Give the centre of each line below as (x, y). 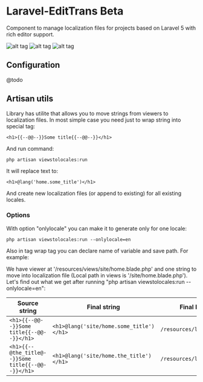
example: (18, 257)
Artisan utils (30, 99)
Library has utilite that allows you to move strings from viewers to (87, 113)
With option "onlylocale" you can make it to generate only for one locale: (97, 228)
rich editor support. (30, 34)
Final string (103, 307)
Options (18, 215)
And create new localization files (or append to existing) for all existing (94, 193)
